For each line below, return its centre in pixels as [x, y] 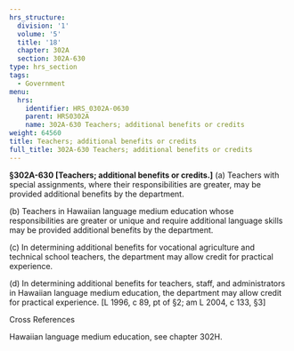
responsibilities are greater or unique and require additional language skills [146, 220]
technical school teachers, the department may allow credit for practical [141, 256]
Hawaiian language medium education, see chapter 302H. [116, 336]
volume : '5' [40, 34]
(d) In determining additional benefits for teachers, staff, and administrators [147, 283]
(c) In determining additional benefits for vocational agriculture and [132, 247]
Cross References [42, 319]
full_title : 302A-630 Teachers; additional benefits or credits [131, 149]
